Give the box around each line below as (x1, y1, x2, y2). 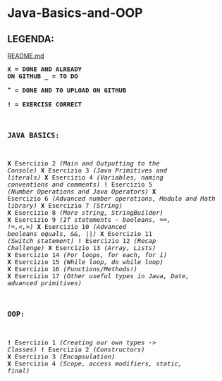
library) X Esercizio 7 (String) (7, 202, 123, 210)
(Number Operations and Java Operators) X (7, 188, 156, 196)
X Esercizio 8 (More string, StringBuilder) (7, 209, 164, 217)
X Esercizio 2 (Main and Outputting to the (7, 160, 160, 168)
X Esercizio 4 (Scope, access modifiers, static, (7, 359, 183, 368)
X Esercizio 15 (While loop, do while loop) (7, 258, 164, 266)
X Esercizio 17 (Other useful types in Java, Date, (7, 273, 190, 280)
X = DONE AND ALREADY (7, 65, 82, 73)
